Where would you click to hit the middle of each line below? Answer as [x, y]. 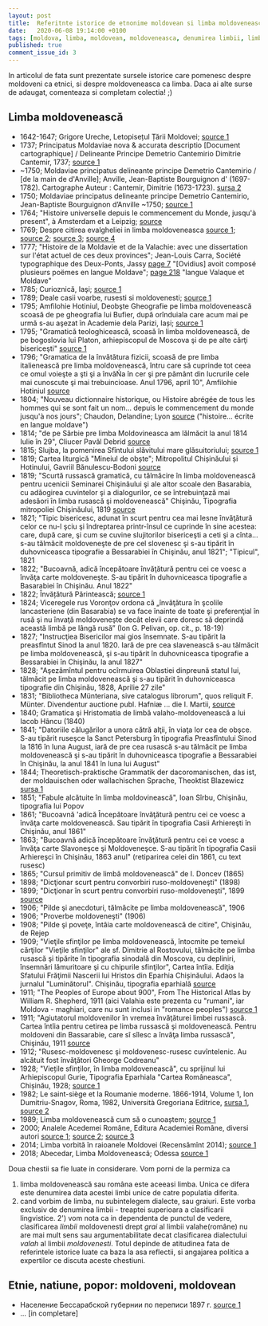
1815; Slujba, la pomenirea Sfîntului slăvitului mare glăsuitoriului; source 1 [139, 450]
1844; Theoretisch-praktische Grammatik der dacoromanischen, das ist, [138, 772]
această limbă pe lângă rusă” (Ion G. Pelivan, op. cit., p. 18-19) [122, 628]
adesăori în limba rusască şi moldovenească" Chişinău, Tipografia [128, 501]
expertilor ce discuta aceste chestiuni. [83, 1260]
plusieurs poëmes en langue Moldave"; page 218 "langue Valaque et [132, 272]
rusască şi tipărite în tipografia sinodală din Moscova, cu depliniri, [128, 958]
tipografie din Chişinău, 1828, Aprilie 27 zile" [93, 687]
